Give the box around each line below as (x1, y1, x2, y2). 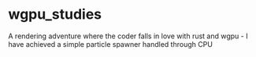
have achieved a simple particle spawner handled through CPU (8, 39, 213, 48)
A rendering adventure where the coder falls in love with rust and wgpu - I (8, 31, 248, 41)
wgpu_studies (8, 5, 102, 23)
